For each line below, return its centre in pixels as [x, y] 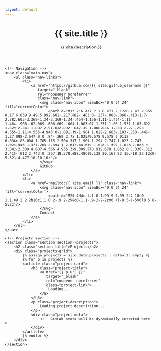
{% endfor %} [36, 336]
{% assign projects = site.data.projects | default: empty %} [86, 255]
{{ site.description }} [81, 47]
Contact [47, 213]
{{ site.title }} [81, 33]
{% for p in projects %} [47, 259]
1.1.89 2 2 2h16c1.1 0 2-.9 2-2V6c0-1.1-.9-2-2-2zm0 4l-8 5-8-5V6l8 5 [78, 200]
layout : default [21, 9]
